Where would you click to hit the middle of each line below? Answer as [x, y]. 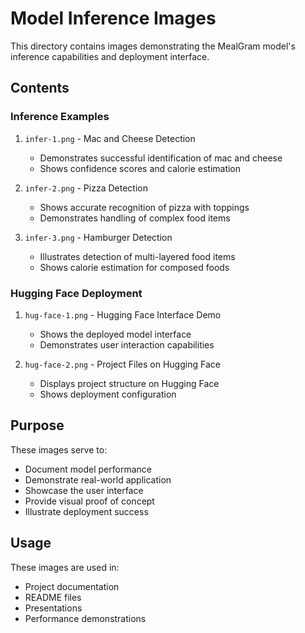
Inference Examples [60, 117]
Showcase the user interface [84, 490]
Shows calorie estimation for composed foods [134, 267]
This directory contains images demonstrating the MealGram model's [153, 46]
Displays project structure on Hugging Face [129, 383]
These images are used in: [65, 567]
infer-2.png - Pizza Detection [86, 188]
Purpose [37, 425]
